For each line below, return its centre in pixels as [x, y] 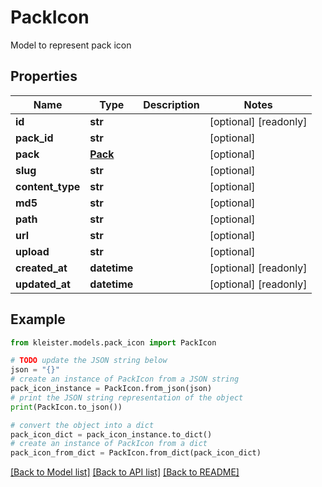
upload [32, 251]
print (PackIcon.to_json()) [66, 407]
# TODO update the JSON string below [89, 361]
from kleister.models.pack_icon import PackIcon [113, 342]
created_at [41, 268]
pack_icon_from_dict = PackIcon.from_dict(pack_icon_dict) [136, 453]
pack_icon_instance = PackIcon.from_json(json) [111, 389]
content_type [48, 186]
